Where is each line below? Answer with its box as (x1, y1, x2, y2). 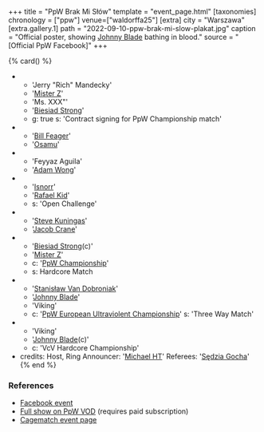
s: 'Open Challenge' (31, 199, 97, 208)
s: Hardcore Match (31, 267, 93, 276)
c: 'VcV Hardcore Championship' (31, 343, 140, 352)
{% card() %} (8, 56, 53, 65)
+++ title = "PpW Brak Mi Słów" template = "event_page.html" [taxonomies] (8, 7, 257, 16)
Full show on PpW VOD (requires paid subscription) (19, 406, 189, 416)
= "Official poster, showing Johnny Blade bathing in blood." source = (8, 32, 234, 42)
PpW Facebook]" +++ (35, 41, 108, 50)
